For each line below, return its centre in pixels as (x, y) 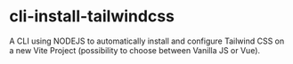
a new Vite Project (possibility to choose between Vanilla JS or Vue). (135, 50)
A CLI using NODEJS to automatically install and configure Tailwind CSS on (147, 41)
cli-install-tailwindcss (92, 16)
